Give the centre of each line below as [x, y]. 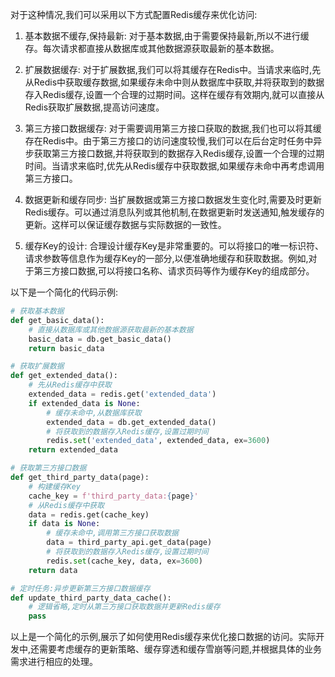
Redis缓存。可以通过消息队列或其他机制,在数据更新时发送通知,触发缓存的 [174, 212]
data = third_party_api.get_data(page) [129, 543]
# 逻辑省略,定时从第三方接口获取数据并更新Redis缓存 [124, 607]
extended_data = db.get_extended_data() [131, 422]
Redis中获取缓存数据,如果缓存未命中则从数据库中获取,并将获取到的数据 [179, 82]
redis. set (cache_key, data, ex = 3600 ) [124, 561]
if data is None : [64, 524]
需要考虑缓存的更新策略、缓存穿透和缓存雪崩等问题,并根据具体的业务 [181, 649]
